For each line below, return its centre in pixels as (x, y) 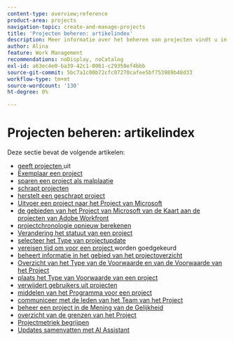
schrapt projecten (43, 188)
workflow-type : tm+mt (39, 79)
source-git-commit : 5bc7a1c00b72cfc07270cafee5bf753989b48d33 (100, 72)
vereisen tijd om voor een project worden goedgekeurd (97, 248)
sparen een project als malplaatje (65, 181)
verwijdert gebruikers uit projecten (67, 286)
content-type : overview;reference (58, 14)
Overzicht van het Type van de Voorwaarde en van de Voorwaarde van (120, 263)
